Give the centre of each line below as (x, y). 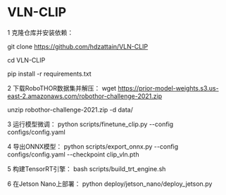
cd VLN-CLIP (26, 60)
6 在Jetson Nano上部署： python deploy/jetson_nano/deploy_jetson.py (110, 184)
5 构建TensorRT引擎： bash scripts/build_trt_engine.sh (87, 168)
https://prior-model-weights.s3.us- (169, 88)
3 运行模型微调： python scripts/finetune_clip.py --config (90, 124)
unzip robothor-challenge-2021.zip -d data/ (70, 109)
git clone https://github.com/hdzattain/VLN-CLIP (78, 46)
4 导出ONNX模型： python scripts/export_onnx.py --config (93, 146)
